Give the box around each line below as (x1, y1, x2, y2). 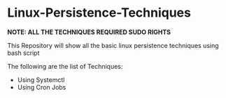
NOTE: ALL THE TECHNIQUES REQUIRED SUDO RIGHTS (7, 28, 171, 36)
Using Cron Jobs (17, 83, 66, 91)
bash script (7, 49, 40, 57)
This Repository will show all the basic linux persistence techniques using (7, 41, 219, 49)
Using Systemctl (17, 75, 65, 84)
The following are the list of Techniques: (7, 62, 123, 70)
